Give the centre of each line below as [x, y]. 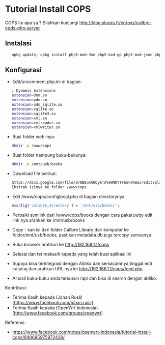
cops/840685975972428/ [38, 337]
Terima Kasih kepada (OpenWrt [44, 308]
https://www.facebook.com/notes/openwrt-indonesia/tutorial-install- [82, 332]
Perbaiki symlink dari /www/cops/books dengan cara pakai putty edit [82, 215]
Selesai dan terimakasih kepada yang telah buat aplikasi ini [72, 254]
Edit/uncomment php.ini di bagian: [47, 82]
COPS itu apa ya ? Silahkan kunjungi [42, 23]
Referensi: [15, 322]
